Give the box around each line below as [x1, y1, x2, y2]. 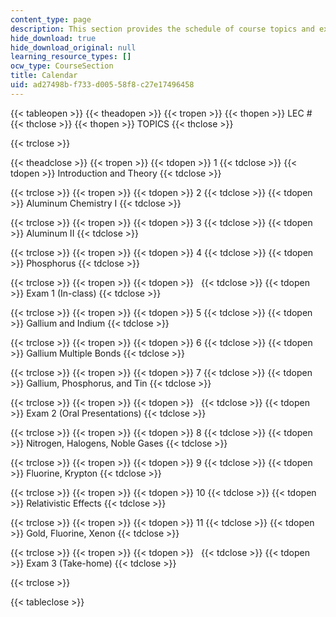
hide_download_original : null [10, 42, 137, 53]
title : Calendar [10, 71, 78, 81]
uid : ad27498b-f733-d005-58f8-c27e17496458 [10, 80, 195, 90]
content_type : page [10, 14, 92, 25]
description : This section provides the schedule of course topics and [10, 24, 315, 34]
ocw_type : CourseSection [10, 61, 114, 71]
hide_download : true [10, 33, 97, 43]
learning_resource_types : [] [10, 52, 132, 62]
